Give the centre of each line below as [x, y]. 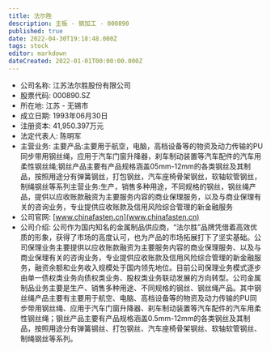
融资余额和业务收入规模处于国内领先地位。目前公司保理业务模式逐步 [148, 268]
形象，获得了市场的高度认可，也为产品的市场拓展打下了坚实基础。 [144, 237]
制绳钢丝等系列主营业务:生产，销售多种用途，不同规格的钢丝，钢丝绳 [134, 186]
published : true [36, 31]
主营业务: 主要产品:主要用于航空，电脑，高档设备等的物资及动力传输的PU [142, 146]
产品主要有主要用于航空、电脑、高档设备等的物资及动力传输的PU [142, 297]
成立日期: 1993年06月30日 [64, 115]
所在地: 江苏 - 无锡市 [54, 105]
